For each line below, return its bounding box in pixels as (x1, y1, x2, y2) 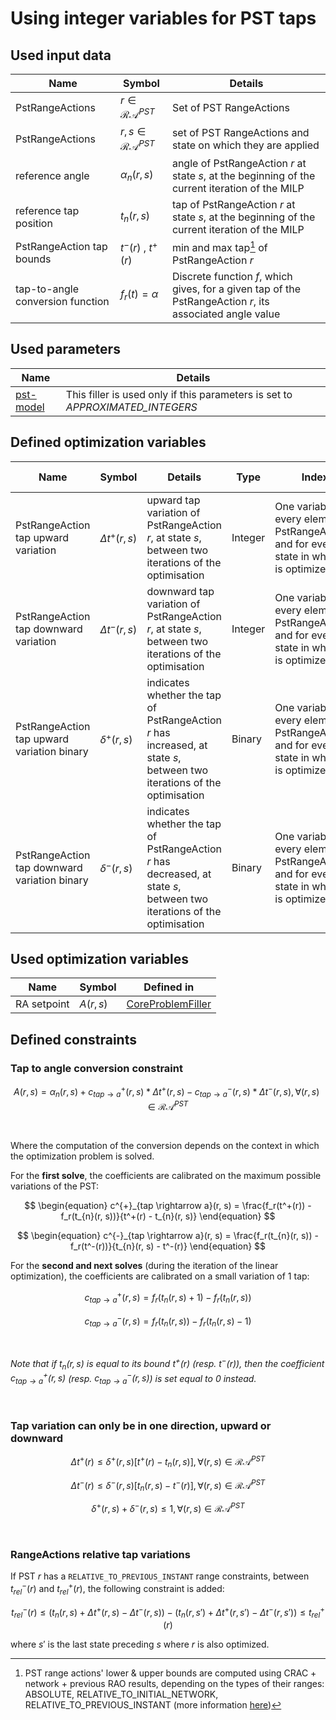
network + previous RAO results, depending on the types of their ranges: (24, 1678, 325, 1690)
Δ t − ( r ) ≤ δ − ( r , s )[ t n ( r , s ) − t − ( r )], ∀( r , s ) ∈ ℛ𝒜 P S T (70, 1477, 266, 1494)
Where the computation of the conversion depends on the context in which (10, 1140, 320, 1152)
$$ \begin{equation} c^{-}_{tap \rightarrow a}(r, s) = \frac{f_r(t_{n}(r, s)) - (17, 1230, 319, 1242)
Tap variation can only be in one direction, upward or (10, 1418, 272, 1432)
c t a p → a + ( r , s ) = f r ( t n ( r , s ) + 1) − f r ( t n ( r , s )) (84, 1290, 252, 1306)
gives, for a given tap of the (171, 282, 301, 296)
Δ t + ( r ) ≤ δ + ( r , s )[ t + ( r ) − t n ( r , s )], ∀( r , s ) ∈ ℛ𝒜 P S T (70, 1454, 266, 1470)
